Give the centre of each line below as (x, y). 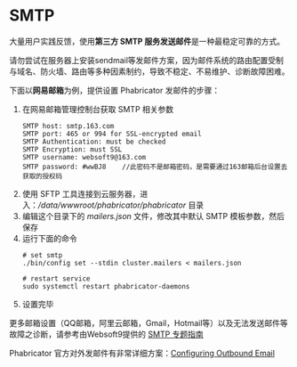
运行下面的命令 (49, 238)
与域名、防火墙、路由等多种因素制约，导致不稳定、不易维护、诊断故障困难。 (149, 71)
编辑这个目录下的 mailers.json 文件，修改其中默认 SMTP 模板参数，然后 (153, 216)
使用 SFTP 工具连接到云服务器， (81, 193)
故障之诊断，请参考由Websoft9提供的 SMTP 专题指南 (107, 334)
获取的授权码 (42, 176)
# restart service (56, 278)
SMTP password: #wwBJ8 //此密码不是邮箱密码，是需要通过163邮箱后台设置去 (155, 167)
